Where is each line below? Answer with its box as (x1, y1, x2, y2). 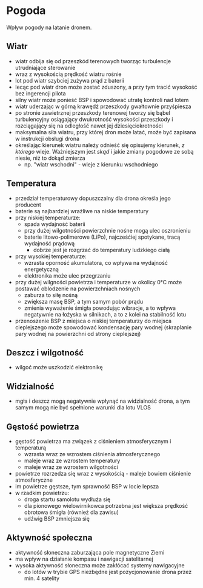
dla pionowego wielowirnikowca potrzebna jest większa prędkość (24, 502, 188, 509)
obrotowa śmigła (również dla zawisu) (24, 508, 119, 516)
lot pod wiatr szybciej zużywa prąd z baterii (15, 77, 124, 84)
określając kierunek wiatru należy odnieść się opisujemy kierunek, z (15, 141, 185, 149)
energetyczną (24, 265, 59, 273)
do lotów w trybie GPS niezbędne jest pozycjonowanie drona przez (24, 568, 192, 575)
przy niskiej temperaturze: (15, 214, 81, 221)
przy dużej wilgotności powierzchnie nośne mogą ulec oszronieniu (24, 227, 191, 234)
